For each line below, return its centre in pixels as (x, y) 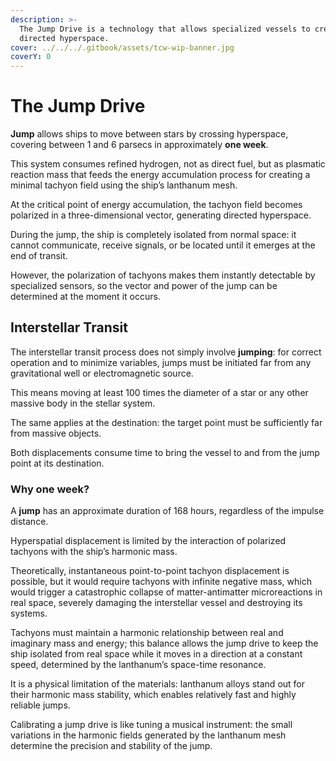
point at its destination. (57, 463)
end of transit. (39, 256)
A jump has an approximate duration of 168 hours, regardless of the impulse (167, 511)
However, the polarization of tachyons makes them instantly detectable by (163, 275)
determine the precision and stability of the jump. (111, 746)
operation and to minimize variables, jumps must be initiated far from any (161, 362)
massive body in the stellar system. (83, 403)
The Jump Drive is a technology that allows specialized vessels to (165, 29)
